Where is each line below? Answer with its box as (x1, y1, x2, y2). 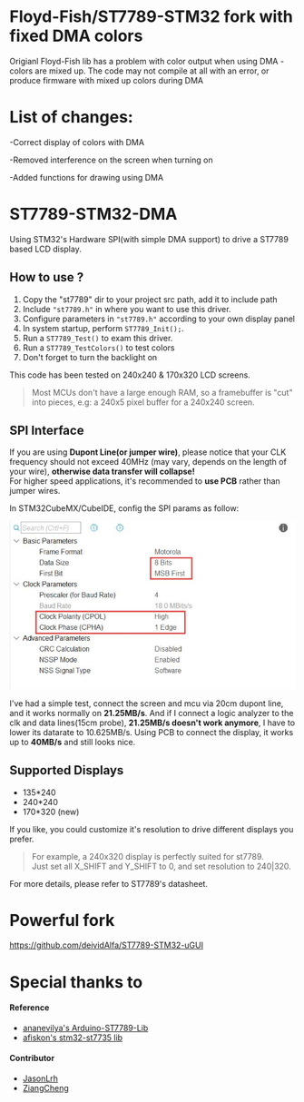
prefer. (9, 833, 34, 844)
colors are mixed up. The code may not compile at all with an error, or (9, 65, 270, 76)
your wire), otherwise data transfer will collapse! (9, 466, 195, 477)
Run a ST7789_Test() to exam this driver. (22, 332, 173, 343)
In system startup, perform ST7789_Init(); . (22, 322, 184, 333)
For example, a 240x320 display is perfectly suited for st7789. (31, 851, 265, 861)
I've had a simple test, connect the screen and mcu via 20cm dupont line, (9, 697, 284, 709)
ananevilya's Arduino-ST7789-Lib (22, 1022, 149, 1033)
